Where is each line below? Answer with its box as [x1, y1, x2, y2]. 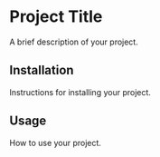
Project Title [9, 6, 103, 27]
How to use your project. [9, 137, 102, 148]
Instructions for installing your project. [9, 86, 152, 97]
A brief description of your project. [9, 36, 138, 47]
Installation [9, 63, 74, 78]
